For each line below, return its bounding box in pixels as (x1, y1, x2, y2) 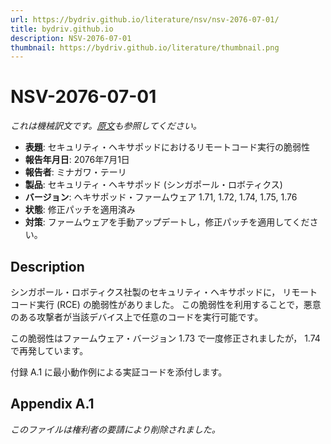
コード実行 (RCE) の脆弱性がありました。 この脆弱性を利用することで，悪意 (10, 299, 322, 310)
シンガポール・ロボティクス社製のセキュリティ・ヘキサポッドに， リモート (10, 286, 318, 298)
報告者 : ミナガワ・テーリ (24, 166, 127, 178)
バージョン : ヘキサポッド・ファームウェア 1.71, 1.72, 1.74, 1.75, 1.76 (24, 191, 298, 203)
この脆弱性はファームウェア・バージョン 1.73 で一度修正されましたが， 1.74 (10, 332, 321, 344)
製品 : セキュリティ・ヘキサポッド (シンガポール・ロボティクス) (24, 179, 283, 191)
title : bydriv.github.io (10, 24, 114, 34)
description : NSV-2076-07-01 (10, 33, 132, 43)
